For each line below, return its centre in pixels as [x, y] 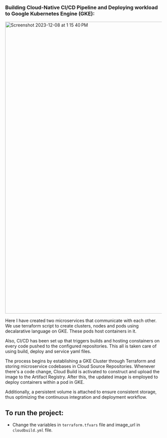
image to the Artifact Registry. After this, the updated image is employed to [82, 377]
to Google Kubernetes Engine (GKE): [50, 13]
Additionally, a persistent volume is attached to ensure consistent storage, [81, 392]
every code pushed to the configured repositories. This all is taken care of [81, 346]
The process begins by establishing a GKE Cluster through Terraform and [80, 361]
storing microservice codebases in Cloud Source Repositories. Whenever [80, 366]
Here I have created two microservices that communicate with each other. [81, 321]
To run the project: [34, 413]
